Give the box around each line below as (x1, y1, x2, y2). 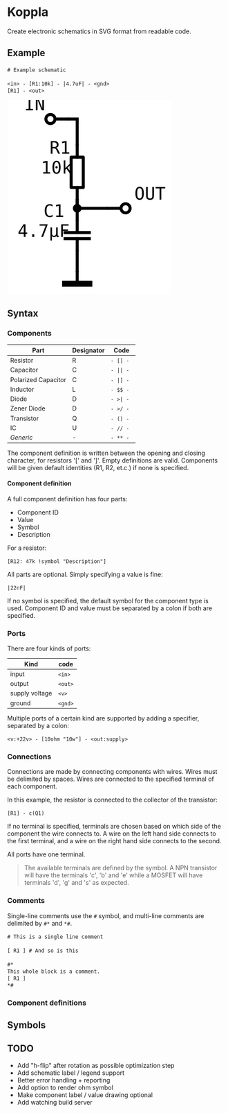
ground (10, 698, 31, 707)
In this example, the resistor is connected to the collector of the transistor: (7, 795, 218, 804)
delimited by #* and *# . (7, 919, 73, 927)
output (10, 680, 29, 688)
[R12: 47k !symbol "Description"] (7, 558, 107, 565)
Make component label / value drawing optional (17, 1090, 153, 1099)
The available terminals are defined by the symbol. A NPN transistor (23, 864, 218, 872)
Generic (10, 433, 33, 442)
